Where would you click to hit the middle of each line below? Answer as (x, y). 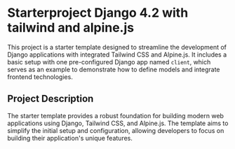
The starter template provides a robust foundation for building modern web (116, 115)
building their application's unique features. (70, 138)
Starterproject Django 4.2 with (98, 13)
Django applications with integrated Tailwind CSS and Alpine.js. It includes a (117, 55)
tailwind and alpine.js (71, 28)
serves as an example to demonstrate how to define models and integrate (114, 69)
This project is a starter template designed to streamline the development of (117, 47)
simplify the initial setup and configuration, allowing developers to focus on (116, 130)
